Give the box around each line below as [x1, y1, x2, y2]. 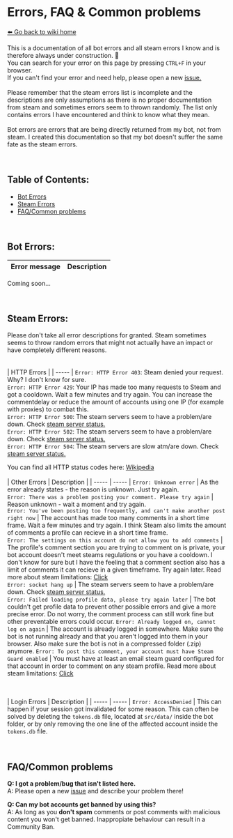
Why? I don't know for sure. [7, 376, 87, 384]
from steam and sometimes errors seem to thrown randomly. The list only [7, 102, 218, 112]
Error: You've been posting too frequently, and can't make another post [7, 508, 226, 515]
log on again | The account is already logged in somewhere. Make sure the [7, 625, 224, 633]
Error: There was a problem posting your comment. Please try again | [7, 493, 214, 501]
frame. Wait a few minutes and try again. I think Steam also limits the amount [7, 521, 227, 530]
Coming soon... [7, 279, 51, 287]
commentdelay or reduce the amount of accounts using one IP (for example [7, 398, 225, 406]
